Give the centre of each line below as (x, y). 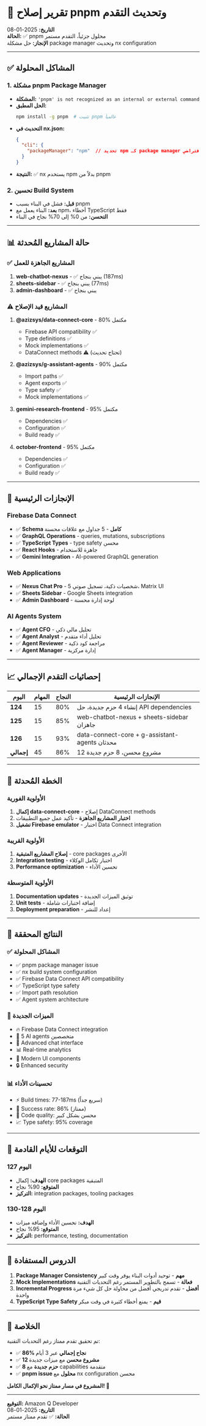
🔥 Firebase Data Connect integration (62, 1029)
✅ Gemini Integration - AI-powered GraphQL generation (87, 556)
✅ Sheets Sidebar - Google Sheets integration (74, 593)
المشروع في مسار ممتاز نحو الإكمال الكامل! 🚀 (58, 1386)
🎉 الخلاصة (24, 1326)
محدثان (107, 743)
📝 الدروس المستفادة (41, 1261)
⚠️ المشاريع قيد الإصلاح (37, 306)
